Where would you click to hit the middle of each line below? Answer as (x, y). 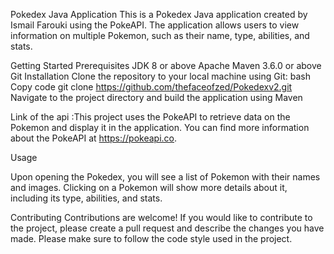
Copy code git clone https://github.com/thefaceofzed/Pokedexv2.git (151, 87)
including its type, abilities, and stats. (86, 198)
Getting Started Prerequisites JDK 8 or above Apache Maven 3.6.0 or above (166, 65)
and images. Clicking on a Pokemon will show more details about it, (149, 187)
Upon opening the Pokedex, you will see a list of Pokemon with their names (165, 177)
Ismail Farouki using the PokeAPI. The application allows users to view (155, 25)
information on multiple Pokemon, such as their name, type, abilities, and (160, 35)
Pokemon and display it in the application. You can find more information (160, 127)
